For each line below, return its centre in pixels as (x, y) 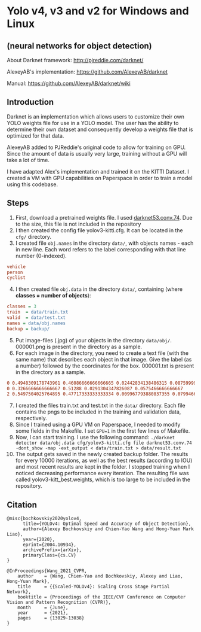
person (15, 272)
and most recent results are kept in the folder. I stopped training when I (103, 467)
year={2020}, (39, 540)
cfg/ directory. (33, 236)
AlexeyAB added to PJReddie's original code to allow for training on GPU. (96, 147)
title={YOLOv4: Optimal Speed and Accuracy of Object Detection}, (107, 524)
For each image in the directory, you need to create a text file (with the (102, 353)
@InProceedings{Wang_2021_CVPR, (47, 571)
